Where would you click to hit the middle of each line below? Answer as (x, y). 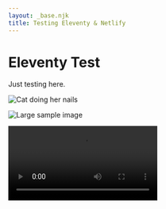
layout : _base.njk (39, 15)
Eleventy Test (54, 62)
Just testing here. (37, 84)
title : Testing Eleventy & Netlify (67, 23)
